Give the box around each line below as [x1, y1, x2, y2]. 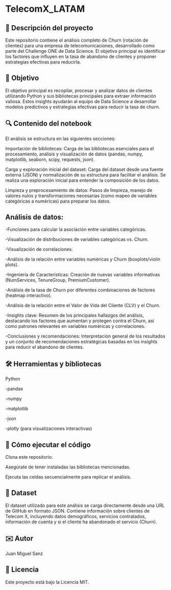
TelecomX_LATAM [5, 3, 85, 15]
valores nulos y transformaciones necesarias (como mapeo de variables [5, 192, 157, 199]
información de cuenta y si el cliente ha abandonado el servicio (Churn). [5, 519, 157, 525]
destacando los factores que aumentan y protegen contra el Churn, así [5, 318, 154, 324]
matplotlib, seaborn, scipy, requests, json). [5, 156, 95, 162]
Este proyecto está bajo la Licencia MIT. [5, 579, 89, 585]
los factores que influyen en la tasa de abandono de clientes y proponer [5, 53, 157, 60]
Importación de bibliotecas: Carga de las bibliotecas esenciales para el [5, 145, 154, 151]
